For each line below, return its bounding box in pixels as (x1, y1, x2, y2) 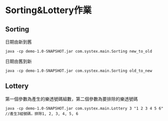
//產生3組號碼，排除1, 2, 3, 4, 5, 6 (5, 111, 79, 116)
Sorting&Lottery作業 (5, 5, 92, 16)
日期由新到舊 (5, 39, 32, 45)
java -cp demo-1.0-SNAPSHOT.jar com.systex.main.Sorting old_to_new (5, 68, 152, 73)
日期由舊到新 (5, 58, 32, 64)
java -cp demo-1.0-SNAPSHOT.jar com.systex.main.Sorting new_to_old (5, 49, 152, 54)
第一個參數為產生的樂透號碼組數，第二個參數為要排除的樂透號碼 (5, 96, 138, 102)
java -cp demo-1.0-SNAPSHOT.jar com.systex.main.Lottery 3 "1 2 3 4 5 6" (5, 106, 164, 111)
